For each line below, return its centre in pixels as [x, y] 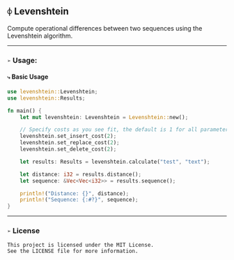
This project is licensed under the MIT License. [81, 245]
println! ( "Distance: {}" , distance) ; [75, 193]
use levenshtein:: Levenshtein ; [53, 91]
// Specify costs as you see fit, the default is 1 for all [109, 130]
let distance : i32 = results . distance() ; [80, 174]
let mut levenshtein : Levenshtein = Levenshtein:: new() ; [104, 117]
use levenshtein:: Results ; [46, 98]
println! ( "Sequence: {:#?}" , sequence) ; [79, 200]
